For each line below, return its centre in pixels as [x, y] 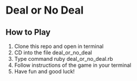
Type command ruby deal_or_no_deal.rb [64, 59]
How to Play [28, 32]
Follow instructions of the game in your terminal [73, 65]
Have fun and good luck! [44, 71]
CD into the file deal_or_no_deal [53, 53]
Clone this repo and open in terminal [59, 46]
